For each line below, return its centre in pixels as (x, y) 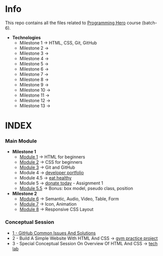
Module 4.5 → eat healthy (46, 178)
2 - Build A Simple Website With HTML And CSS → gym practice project (85, 238)
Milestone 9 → (34, 84)
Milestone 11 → (35, 95)
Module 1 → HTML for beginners (52, 157)
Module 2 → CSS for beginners (51, 162)
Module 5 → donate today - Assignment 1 (61, 183)
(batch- (149, 23)
